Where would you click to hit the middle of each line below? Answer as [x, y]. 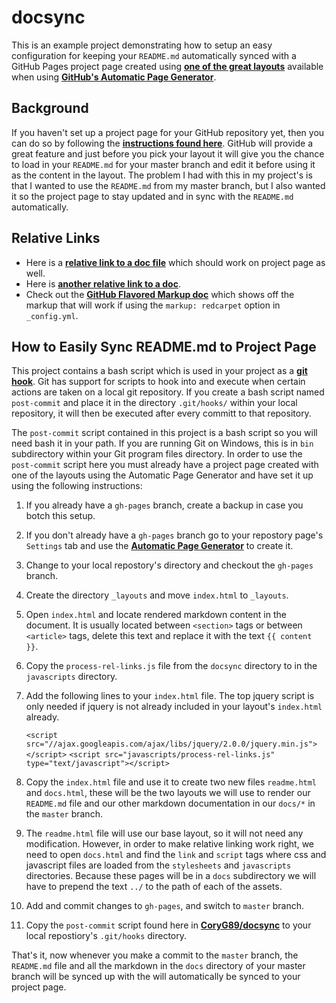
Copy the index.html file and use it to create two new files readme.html [171, 782]
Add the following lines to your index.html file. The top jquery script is [170, 696]
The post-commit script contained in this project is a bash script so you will [164, 433]
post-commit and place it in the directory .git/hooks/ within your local [154, 403]
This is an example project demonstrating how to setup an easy [142, 45]
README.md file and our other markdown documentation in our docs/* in [170, 803]
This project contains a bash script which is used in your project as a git [159, 371]
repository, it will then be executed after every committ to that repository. [161, 413]
